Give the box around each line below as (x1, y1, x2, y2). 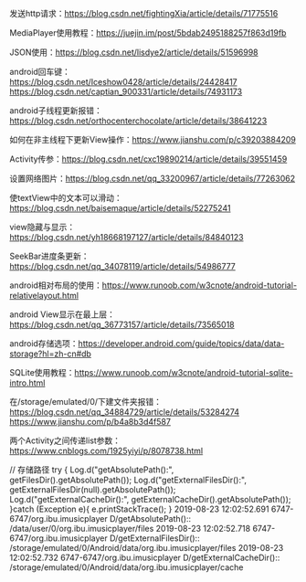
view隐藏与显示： (9, 222, 76, 232)
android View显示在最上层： (9, 309, 116, 320)
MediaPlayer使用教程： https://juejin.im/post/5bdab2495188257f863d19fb (9, 27, 287, 38)
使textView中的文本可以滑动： (9, 193, 123, 203)
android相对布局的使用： (9, 280, 103, 291)
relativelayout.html (9, 291, 79, 301)
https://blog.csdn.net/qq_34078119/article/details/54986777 (9, 261, 236, 271)
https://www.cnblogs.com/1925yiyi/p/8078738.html (9, 446, 204, 456)
